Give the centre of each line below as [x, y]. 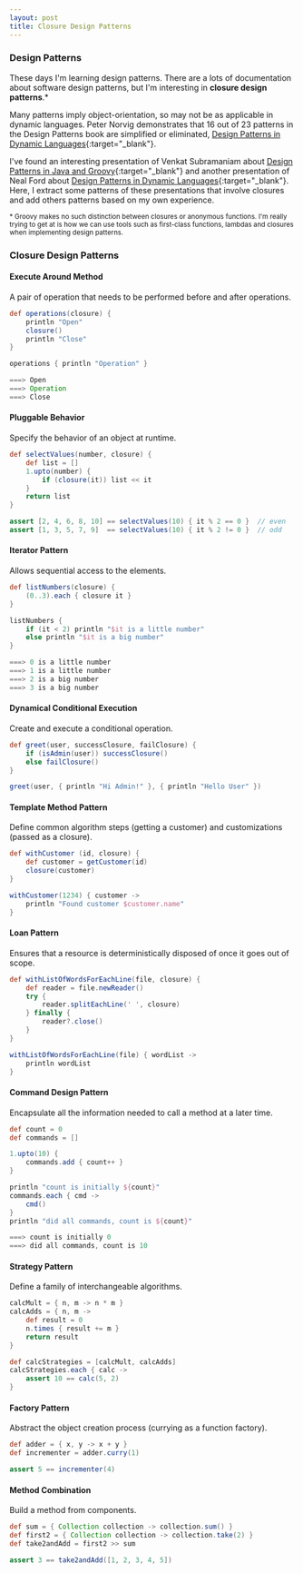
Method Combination [50, 1489]
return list [48, 497]
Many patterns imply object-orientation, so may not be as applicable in [142, 114]
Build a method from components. [73, 1510]
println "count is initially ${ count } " [85, 1187]
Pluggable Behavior [47, 418]
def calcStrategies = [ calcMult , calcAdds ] [93, 1362]
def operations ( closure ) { [60, 313]
